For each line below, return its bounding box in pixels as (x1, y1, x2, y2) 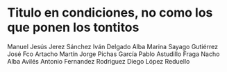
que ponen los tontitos (7, 19, 140, 35)
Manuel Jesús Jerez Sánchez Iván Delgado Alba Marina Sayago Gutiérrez (7, 42, 219, 51)
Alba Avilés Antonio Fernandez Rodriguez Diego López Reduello (7, 57, 190, 65)
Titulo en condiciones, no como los (7, 5, 213, 21)
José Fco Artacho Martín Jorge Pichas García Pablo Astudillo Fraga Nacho (7, 50, 220, 58)
